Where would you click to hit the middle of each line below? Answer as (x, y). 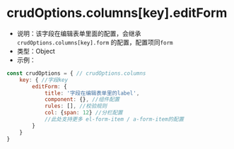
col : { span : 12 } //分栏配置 (83, 113)
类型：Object (36, 51)
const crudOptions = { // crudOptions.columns (76, 73)
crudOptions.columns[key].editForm (117, 13)
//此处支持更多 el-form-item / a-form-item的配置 (114, 119)
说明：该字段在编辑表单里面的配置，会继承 (79, 33)
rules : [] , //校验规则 (76, 106)
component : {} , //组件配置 (82, 100)
